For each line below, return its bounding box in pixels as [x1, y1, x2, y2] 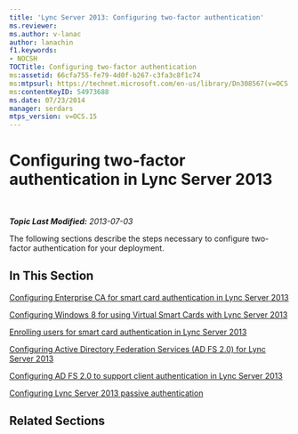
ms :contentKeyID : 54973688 [9, 87, 109, 96]
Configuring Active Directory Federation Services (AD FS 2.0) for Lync [9, 343, 267, 354]
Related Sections [9, 414, 105, 429]
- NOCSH [9, 54, 38, 63]
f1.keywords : [9, 46, 58, 55]
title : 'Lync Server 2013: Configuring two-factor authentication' [9, 12, 265, 22]
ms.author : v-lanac [9, 29, 82, 38]
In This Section [9, 269, 94, 284]
